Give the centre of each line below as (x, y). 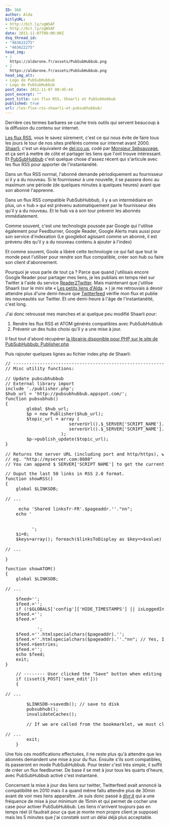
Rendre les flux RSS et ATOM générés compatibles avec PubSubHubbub (88, 324)
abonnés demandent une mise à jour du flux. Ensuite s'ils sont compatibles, (83, 759)
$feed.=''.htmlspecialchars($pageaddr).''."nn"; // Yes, (88, 639)
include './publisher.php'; (40, 389)
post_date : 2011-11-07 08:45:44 (39, 89)
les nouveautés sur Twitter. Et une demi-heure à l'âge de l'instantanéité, (80, 299)
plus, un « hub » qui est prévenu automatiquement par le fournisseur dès (81, 205)
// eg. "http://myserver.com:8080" (49, 459)
